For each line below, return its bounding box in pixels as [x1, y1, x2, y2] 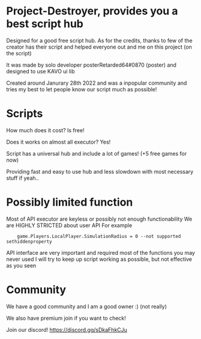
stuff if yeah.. [6, 174, 39, 182]
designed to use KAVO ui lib [6, 67, 75, 75]
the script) [6, 49, 32, 56]
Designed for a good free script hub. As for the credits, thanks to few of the [6, 37, 193, 44]
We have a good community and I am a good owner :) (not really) [6, 302, 167, 310]
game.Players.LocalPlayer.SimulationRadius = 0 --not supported [17, 233, 181, 239]
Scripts [6, 107, 43, 121]
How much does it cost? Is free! [6, 126, 85, 133]
